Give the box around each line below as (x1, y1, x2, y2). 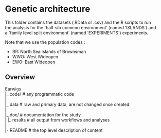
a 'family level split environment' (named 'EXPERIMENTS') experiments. (5, 30, 148, 35)
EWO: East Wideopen (12, 59, 55, 65)
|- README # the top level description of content (5, 127, 103, 133)
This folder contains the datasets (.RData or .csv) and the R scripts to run (5, 19, 152, 25)
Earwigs (5, 86, 21, 92)
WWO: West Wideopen (12, 53, 58, 59)
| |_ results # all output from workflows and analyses (5, 117, 110, 122)
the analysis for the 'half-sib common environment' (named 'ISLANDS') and (5, 24, 157, 30)
